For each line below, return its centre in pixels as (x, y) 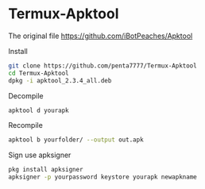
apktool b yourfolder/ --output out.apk (76, 140)
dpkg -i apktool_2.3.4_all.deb (60, 80)
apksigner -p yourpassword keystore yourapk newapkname (102, 177)
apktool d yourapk (39, 110)
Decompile (26, 95)
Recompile (26, 125)
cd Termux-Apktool (39, 73)
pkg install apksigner (46, 170)
